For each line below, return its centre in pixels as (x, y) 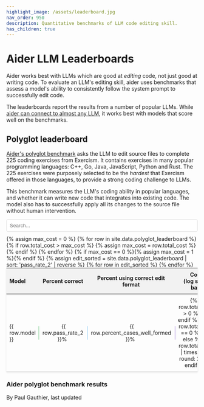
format (131, 284)
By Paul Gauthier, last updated (44, 398)
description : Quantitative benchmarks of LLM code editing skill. (92, 23)
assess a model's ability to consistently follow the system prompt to (91, 89)
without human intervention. (42, 211)
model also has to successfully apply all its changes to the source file (93, 204)
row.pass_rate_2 (63, 333)
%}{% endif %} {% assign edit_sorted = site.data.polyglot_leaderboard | (97, 258)
